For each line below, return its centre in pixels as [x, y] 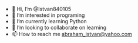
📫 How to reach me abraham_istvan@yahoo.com [72, 34]
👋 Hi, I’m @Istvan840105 [41, 9]
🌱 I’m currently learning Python [49, 21]
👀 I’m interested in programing [48, 15]
